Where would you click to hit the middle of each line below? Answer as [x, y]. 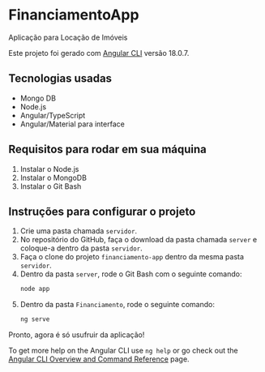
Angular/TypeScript [53, 115]
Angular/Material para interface [73, 124]
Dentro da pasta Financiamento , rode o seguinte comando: [117, 305]
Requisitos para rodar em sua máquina [107, 150]
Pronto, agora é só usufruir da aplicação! [77, 335]
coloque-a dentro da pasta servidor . [81, 248]
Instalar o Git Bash [51, 186]
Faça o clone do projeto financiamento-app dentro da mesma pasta [132, 257]
